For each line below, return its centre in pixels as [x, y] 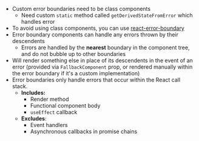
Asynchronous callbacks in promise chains [84, 131]
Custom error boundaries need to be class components [81, 9]
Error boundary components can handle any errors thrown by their [95, 35]
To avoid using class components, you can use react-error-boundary [98, 28]
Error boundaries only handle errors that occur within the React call [96, 80]
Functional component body [65, 105]
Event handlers [49, 125]
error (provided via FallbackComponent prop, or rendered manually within [102, 67]
